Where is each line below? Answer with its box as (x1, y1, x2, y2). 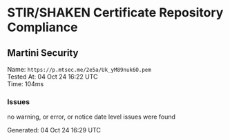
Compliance (7, 19, 78, 35)
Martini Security (7, 47, 79, 59)
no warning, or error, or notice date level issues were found (7, 112, 176, 121)
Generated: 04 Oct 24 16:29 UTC (7, 126, 102, 134)
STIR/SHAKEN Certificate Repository (7, 5, 224, 21)
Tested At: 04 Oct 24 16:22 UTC (7, 72, 98, 81)
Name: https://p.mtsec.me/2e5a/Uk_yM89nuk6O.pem (7, 66, 152, 73)
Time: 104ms (7, 80, 44, 88)
